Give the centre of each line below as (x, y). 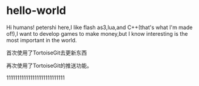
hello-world (36, 11)
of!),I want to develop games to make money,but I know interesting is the (97, 33)
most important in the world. (42, 40)
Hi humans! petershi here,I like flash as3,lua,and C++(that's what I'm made (99, 27)
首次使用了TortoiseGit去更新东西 (47, 53)
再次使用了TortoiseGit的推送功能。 (49, 65)
